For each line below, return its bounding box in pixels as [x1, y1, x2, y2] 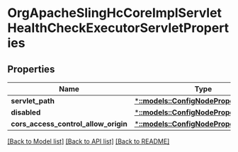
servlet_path [11, 96, 55, 105]
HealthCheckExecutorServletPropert [7, 20, 229, 36]
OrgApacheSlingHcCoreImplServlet [7, 5, 222, 21]
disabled [11, 107, 41, 117]
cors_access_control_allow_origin [11, 119, 127, 129]
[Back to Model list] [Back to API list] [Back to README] [7, 137, 170, 146]
